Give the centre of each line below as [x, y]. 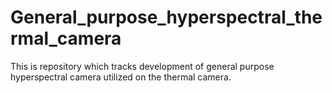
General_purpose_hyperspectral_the [166, 17]
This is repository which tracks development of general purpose [142, 66]
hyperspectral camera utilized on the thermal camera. [121, 77]
